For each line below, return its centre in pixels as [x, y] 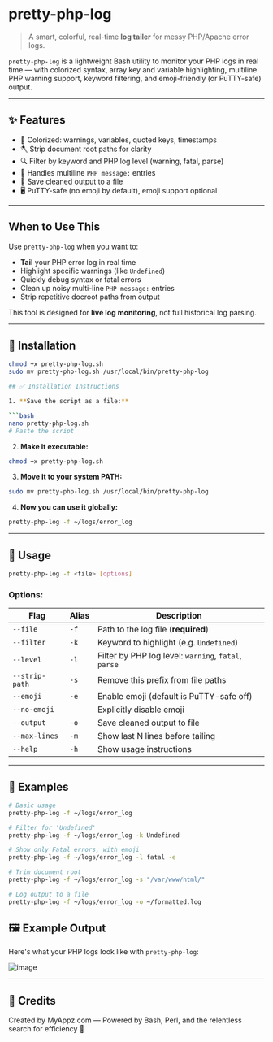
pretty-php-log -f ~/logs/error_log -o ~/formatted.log [105, 902]
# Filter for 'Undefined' [52, 827]
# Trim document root [45, 872]
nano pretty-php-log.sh [49, 423]
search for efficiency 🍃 [47, 1029]
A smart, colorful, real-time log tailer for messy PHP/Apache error [139, 37]
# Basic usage [32, 805]
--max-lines [36, 736]
